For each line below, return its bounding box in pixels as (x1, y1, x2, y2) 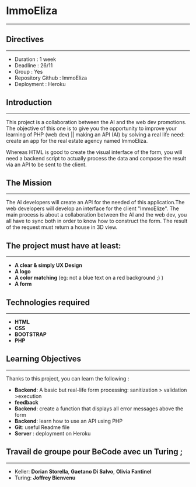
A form (14, 280, 32, 287)
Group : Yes (14, 68, 43, 75)
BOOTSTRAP (14, 331, 47, 338)
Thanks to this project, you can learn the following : (6, 375, 129, 382)
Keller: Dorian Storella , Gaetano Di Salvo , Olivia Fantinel (14, 468, 152, 475)
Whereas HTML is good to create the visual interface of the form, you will (6, 148, 183, 156)
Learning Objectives (6, 354, 82, 364)
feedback (14, 399, 39, 406)
